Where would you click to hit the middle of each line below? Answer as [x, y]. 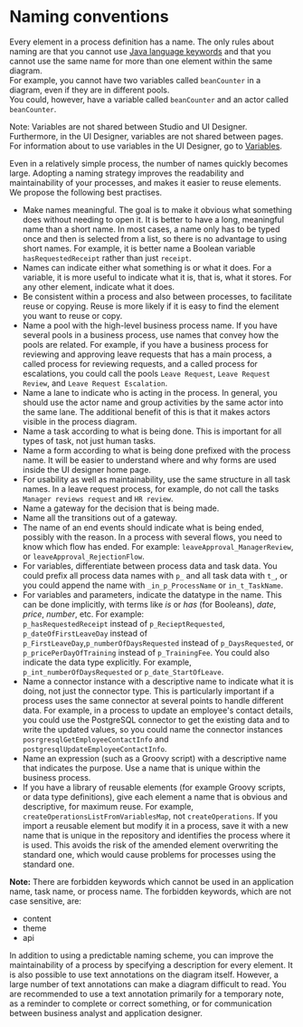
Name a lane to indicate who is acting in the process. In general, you [150, 392]
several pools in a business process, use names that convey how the [150, 335]
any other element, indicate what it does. [98, 286]
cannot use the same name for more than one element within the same [141, 61]
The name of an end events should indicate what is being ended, [143, 527]
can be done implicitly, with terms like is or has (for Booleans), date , [149, 604]
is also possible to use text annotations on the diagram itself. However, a [144, 974]
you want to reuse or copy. [72, 315]
